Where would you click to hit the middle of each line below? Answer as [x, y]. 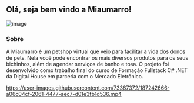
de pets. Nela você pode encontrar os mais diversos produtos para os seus [97, 58]
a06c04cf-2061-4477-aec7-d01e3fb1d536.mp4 [64, 94]
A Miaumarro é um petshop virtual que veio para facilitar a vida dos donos [96, 51]
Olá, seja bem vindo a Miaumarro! [69, 10]
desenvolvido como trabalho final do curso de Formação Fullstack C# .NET [97, 70]
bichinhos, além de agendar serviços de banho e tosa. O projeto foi [88, 64]
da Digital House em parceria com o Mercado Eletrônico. [75, 77]
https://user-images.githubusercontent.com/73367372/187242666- [88, 88]
